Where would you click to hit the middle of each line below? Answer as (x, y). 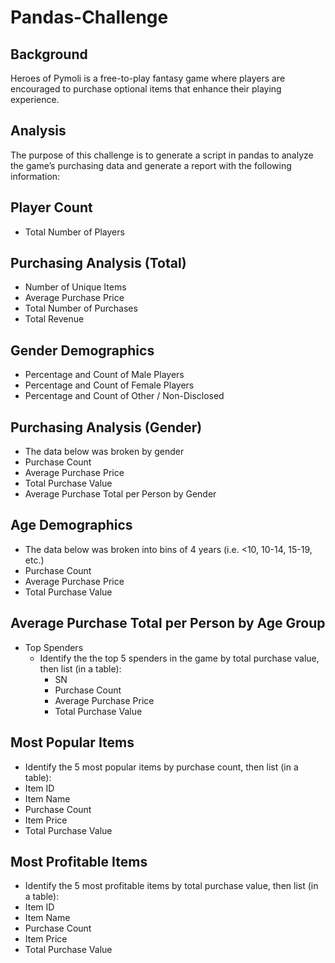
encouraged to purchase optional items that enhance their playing (146, 89)
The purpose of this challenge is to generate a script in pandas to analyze (162, 155)
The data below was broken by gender (104, 452)
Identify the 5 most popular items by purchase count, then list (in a (161, 767)
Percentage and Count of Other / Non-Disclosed (124, 396)
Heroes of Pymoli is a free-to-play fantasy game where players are (148, 78)
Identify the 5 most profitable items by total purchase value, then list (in (171, 886)
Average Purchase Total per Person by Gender (120, 494)
